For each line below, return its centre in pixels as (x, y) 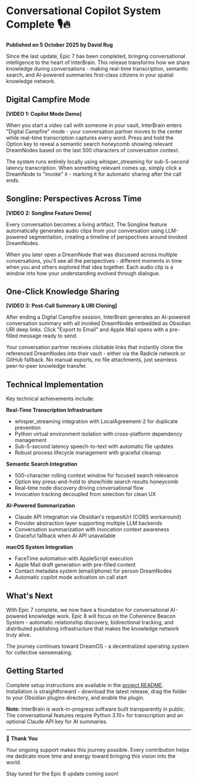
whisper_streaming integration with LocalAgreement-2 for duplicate (96, 421)
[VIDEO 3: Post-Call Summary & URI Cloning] (62, 306)
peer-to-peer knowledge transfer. (47, 366)
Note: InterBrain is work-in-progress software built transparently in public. (96, 709)
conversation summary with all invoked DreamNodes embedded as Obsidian (98, 323)
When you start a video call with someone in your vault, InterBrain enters (94, 125)
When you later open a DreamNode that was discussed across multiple (92, 255)
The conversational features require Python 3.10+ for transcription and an (95, 715)
